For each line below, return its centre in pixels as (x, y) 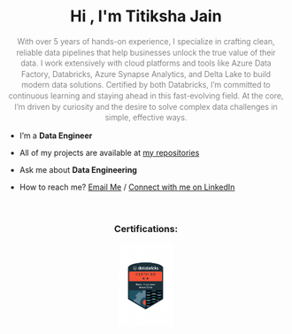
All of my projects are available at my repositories (109, 152)
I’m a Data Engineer (56, 136)
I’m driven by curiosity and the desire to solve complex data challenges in (146, 106)
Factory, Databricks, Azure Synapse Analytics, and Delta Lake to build (146, 74)
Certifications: (146, 229)
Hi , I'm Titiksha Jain (146, 16)
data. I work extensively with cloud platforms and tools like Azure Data (146, 63)
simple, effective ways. (146, 118)
